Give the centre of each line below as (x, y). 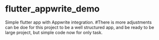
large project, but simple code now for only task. (54, 32)
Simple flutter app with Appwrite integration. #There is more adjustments (79, 22)
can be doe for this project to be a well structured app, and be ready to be (79, 27)
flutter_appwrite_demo (52, 9)
